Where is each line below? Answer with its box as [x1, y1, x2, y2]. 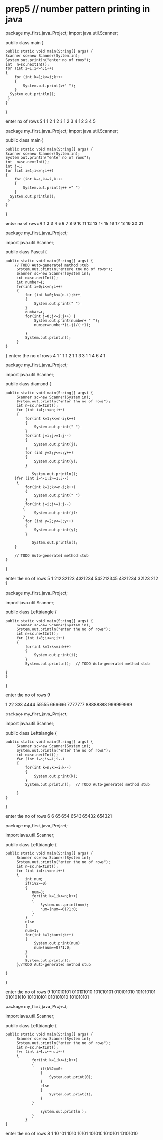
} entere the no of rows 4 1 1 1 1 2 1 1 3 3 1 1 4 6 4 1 [5, 352, 106, 358]
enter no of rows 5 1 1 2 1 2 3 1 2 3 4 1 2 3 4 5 [5, 118, 96, 124]
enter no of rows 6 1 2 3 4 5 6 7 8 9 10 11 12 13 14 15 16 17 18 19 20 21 [5, 220, 143, 226]
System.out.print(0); [49, 1074, 93, 1079]
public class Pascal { [5, 248, 47, 255]
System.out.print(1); [49, 1092, 93, 1096]
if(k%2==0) [40, 1066, 63, 1071]
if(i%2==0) [25, 881, 48, 886]
